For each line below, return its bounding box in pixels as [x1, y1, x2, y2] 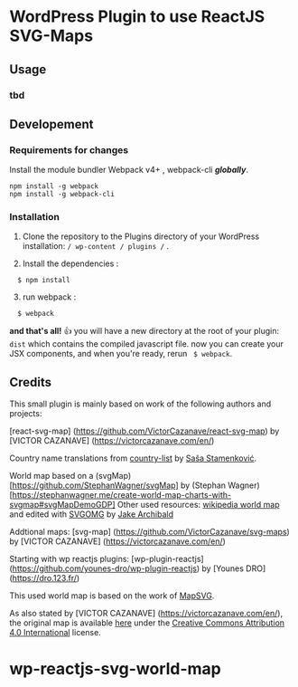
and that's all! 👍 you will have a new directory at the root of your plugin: [9, 326, 280, 337]
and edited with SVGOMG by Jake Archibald [9, 509, 174, 520]
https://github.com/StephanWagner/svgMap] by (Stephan [12, 480, 227, 491]
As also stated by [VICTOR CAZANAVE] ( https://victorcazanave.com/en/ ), [9, 608, 283, 619]
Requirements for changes [9, 143, 129, 156]
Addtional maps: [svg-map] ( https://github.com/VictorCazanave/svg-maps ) [9, 527, 291, 538]
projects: [9, 408, 42, 419]
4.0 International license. [9, 627, 101, 638]
